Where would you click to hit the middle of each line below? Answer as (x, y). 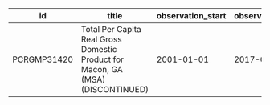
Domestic (99, 49)
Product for (102, 59)
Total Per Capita (111, 29)
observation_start (191, 16)
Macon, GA (102, 69)
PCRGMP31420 (43, 59)
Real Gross (101, 39)
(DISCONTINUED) (115, 89)
